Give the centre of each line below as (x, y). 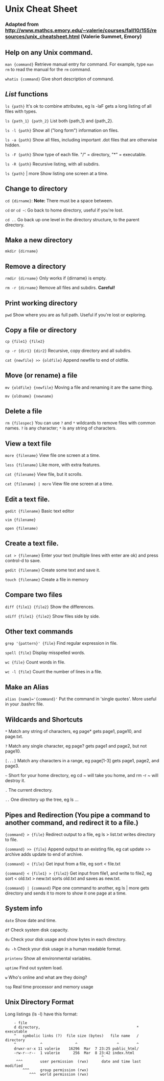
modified (14, 1066)
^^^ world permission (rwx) (59, 1074)
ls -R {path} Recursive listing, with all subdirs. (52, 164)
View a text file (28, 443)
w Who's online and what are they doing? (46, 977)
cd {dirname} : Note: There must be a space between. (59, 200)
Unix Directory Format (40, 1002)
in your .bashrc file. (24, 704)
